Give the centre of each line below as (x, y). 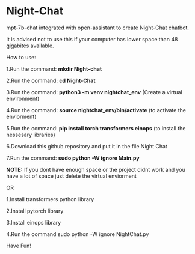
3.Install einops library (34, 222)
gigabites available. (30, 46)
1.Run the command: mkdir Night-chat (54, 69)
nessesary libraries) (31, 135)
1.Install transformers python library (50, 199)
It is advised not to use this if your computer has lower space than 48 (92, 39)
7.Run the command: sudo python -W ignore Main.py (73, 158)
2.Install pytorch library (35, 211)
